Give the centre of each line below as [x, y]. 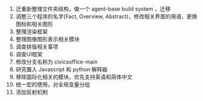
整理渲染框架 [31, 31]
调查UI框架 [29, 54]
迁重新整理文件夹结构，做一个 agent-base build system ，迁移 [93, 9]
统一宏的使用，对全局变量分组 [53, 84]
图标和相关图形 [34, 24]
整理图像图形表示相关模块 [47, 39]
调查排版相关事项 [37, 47]
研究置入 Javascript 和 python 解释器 [62, 69]
